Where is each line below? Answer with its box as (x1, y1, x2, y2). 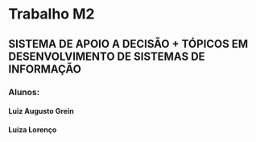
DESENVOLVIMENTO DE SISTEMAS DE (8, 49, 205, 63)
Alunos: (8, 86, 40, 98)
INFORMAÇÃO (8, 62, 82, 76)
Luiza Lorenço (8, 124, 57, 134)
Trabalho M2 (8, 5, 95, 23)
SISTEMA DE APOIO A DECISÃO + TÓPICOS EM (8, 37, 249, 51)
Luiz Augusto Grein (8, 106, 74, 116)
